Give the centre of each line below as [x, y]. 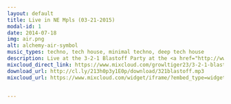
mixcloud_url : [27, 77]
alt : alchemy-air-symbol [43, 45]
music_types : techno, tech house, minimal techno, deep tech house [106, 52]
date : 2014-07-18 [32, 33]
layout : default [30, 13]
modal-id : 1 [24, 26]
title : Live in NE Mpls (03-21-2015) [61, 20]
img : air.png [26, 39]
